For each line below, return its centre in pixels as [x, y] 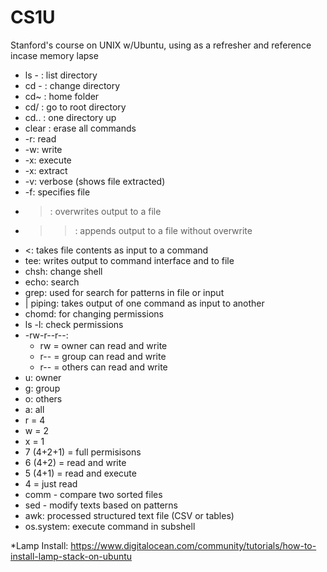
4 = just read [51, 483]
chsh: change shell [63, 271]
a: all [34, 409]
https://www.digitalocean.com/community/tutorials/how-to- [193, 545]
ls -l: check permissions [74, 324]
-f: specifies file [57, 192]
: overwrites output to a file [105, 211]
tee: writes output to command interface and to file [129, 260]
